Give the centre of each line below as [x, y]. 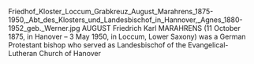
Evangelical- [208, 45]
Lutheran [23, 53]
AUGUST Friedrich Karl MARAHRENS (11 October [161, 28]
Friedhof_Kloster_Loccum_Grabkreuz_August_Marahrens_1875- [111, 11]
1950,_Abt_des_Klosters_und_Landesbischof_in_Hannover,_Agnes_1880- [125, 20]
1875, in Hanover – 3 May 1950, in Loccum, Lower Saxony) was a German [127, 36]
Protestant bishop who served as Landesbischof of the [97, 45]
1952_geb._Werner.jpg [44, 28]
